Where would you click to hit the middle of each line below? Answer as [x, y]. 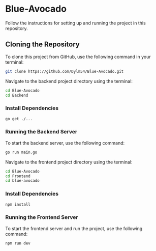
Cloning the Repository [42, 45]
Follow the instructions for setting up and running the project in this [75, 23]
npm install [18, 204]
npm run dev [18, 243]
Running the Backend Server [41, 132]
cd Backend [17, 95]
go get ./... [19, 119]
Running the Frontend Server [42, 217]
